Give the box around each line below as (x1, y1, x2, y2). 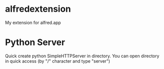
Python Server (5, 37, 65, 48)
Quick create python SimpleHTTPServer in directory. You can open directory (5, 53, 160, 59)
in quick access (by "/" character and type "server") (5, 58, 110, 64)
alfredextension (5, 3, 71, 15)
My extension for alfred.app (5, 20, 61, 25)
